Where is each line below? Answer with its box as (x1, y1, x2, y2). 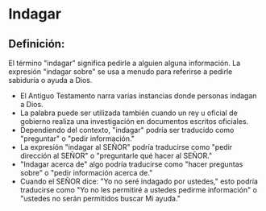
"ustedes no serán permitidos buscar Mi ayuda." (19, 194, 181, 203)
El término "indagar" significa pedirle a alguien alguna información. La (8, 58, 241, 68)
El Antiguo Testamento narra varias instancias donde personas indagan (19, 91, 257, 101)
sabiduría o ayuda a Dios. (8, 76, 93, 85)
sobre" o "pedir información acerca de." (19, 168, 153, 177)
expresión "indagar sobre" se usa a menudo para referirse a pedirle (8, 67, 233, 77)
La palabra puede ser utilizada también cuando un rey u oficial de (19, 108, 238, 118)
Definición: (8, 37, 65, 51)
